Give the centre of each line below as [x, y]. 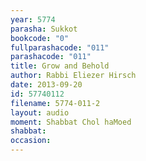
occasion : [31, 141]
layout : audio [40, 112]
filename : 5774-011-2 [55, 103]
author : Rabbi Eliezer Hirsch [73, 76]
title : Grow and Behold [60, 66]
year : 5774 [33, 19]
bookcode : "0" [40, 38]
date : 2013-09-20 [46, 85]
